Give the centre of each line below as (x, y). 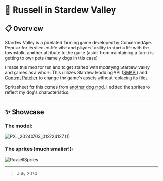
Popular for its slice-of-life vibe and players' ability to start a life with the (77, 48)
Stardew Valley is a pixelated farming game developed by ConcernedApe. (79, 42)
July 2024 (27, 173)
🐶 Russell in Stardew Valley (61, 10)
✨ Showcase (25, 112)
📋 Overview (24, 28)
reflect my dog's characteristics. (37, 92)
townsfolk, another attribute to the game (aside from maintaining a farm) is (80, 53)
